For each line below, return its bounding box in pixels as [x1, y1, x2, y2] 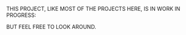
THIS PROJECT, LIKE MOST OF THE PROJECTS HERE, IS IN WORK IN [6, 5, 181, 12]
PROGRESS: [6, 11, 36, 19]
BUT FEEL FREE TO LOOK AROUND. [6, 24, 96, 30]
